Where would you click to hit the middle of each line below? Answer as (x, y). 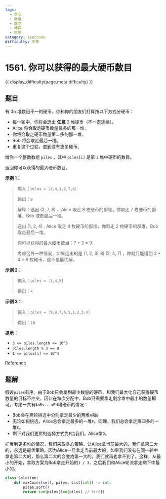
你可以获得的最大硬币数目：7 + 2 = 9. (55, 243)
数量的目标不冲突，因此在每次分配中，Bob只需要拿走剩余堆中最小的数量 (79, 398)
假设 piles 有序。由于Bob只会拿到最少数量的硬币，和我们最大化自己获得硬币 (82, 392)
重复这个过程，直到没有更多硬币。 (47, 147)
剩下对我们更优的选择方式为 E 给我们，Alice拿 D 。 (61, 434)
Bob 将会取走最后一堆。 (36, 140)
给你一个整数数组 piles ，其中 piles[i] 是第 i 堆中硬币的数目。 (70, 157)
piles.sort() (36, 487)
